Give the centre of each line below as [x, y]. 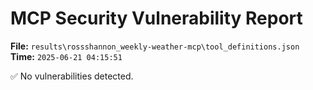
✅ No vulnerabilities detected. [72, 76]
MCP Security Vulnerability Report [156, 18]
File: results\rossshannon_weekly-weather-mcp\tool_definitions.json [155, 46]
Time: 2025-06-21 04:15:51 [66, 56]
